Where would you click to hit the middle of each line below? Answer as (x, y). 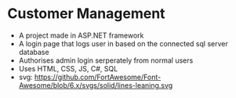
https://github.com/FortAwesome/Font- (98, 77)
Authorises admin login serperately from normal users (106, 60)
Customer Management (86, 14)
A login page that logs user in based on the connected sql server (123, 43)
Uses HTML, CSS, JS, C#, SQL (68, 68)
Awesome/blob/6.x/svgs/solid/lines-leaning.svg (96, 85)
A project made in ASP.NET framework (81, 35)
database (34, 52)
